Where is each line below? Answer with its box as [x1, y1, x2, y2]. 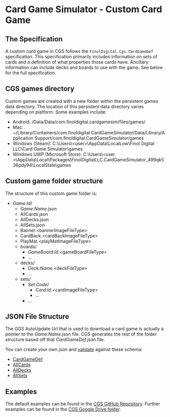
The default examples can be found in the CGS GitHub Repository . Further [5, 401, 160, 407]
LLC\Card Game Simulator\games [12, 146, 83, 152]
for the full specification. [5, 70, 57, 76]
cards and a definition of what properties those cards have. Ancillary [5, 59, 149, 65]
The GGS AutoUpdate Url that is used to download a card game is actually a [5, 326, 164, 332]
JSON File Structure [5, 312, 70, 321]
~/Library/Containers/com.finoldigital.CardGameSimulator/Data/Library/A [12, 129, 165, 135]
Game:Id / [12, 200, 32, 206]
